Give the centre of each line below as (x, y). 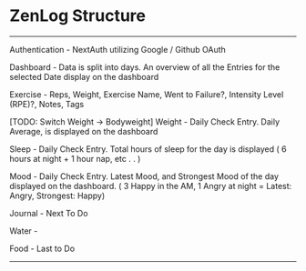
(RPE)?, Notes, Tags (47, 104)
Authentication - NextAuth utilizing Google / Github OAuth (117, 49)
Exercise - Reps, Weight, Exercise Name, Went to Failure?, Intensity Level (147, 94)
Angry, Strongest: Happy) (57, 196)
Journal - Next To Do (49, 213)
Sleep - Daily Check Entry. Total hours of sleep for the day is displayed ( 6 (148, 149)
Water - (24, 231)
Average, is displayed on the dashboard (84, 131)
